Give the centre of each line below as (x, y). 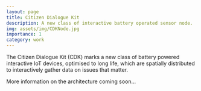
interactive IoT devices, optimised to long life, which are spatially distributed (101, 63)
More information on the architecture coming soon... (71, 81)
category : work (25, 40)
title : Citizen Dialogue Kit (43, 17)
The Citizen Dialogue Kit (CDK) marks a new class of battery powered (93, 57)
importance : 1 (24, 34)
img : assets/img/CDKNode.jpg (43, 29)
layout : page (23, 12)
